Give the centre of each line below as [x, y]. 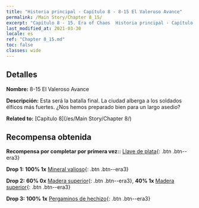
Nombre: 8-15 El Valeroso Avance [48, 89]
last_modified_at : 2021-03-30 [44, 28]
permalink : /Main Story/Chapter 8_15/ [54, 17]
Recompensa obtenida [49, 137]
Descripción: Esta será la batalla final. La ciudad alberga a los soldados [94, 100]
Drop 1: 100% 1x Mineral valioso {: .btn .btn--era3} [68, 169]
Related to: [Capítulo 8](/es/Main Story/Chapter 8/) [69, 118]
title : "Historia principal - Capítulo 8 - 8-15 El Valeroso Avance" [94, 12]
